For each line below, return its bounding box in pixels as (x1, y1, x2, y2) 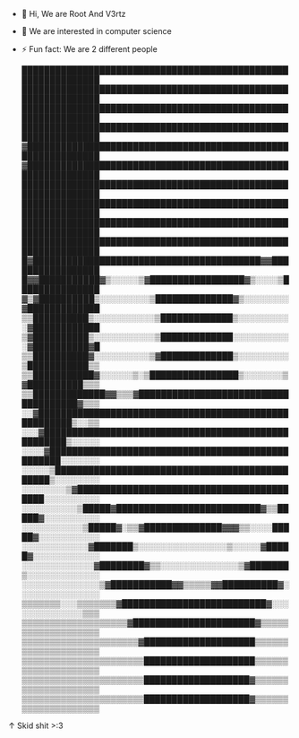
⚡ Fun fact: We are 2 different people (21, 44, 158, 54)
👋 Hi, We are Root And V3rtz (21, 9, 126, 19)
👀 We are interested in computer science (21, 26, 172, 36)
